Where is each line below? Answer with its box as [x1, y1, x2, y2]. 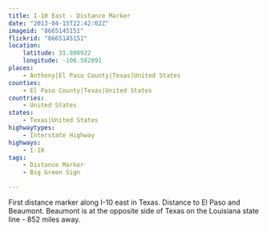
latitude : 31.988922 [22, 49, 91, 57]
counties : [8, 79, 42, 87]
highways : [8, 138, 42, 147]
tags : [8, 153, 26, 161]
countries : [8, 94, 45, 102]
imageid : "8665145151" [8, 26, 84, 35]
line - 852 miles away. [8, 214, 81, 224]
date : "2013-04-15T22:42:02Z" [8, 19, 110, 27]
